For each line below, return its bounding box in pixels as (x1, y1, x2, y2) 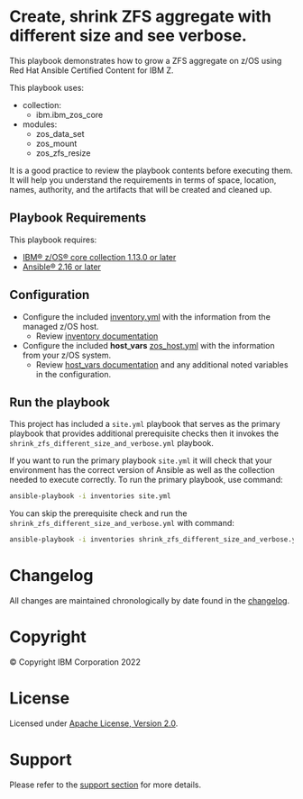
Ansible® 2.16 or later (22, 261, 102, 272)
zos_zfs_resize (35, 147, 91, 159)
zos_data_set (35, 128, 85, 139)
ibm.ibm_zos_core (35, 109, 104, 120)
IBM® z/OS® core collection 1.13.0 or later (22, 251, 177, 262)
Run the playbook (9, 395, 110, 410)
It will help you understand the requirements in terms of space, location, (9, 174, 277, 186)
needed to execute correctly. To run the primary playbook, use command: (9, 475, 283, 486)
